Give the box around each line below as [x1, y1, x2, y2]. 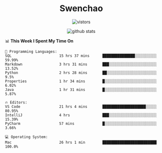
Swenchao [59, 3, 103, 14]
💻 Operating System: [5, 134, 48, 139]
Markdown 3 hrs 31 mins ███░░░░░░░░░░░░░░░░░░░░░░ [5, 61, 157, 67]
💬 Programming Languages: [5, 49, 57, 54]
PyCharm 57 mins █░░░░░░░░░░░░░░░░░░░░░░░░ [5, 121, 157, 126]
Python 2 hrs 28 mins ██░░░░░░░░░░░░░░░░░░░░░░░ [5, 70, 157, 75]
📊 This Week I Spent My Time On [5, 38, 74, 44]
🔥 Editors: [5, 100, 28, 105]
